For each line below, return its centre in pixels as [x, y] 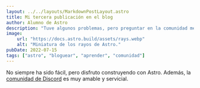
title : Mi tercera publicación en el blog [60, 17]
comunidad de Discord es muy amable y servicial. [67, 79]
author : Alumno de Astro [37, 22]
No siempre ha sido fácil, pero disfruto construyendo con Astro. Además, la [99, 72]
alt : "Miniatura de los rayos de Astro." [69, 45]
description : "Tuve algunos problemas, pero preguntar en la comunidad [97, 28]
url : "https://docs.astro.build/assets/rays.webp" [81, 39]
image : [14, 34]
